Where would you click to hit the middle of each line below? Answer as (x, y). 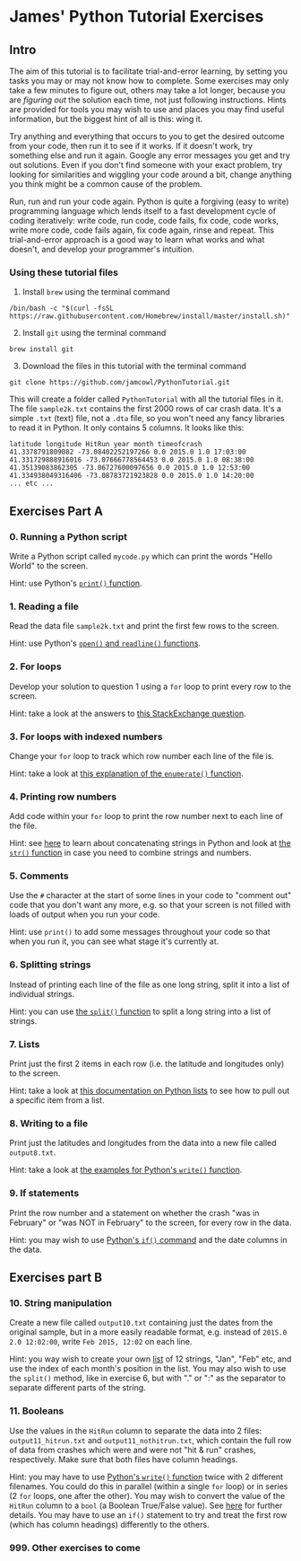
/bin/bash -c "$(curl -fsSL (62, 309)
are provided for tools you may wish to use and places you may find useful (147, 109)
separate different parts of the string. (77, 1388)
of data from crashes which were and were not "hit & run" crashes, (133, 1450)
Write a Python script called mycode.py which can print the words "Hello (141, 556)
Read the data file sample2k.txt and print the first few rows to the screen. (144, 626)
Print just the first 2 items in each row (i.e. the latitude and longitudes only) (147, 1064)
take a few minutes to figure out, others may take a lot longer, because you (147, 90)
